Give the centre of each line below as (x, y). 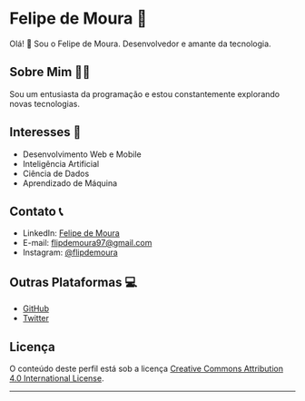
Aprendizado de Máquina (70, 183)
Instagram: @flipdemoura (70, 252)
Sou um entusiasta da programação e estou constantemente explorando (144, 93)
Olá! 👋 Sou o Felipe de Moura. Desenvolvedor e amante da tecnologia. (140, 44)
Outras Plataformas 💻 (74, 282)
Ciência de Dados (56, 173)
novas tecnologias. (44, 103)
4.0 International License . (57, 378)
